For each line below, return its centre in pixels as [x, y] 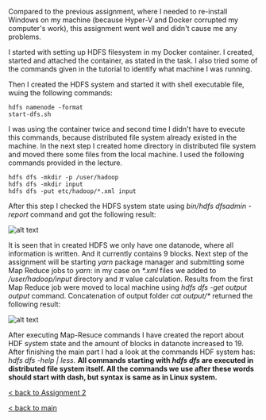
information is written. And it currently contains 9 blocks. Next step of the [128, 254]
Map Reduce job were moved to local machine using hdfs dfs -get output [128, 287]
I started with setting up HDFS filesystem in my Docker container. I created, [131, 52]
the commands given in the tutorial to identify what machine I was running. [130, 69]
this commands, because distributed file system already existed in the [123, 137]
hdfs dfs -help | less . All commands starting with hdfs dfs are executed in [131, 360]
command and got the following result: [93, 214]
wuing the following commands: [60, 93]
